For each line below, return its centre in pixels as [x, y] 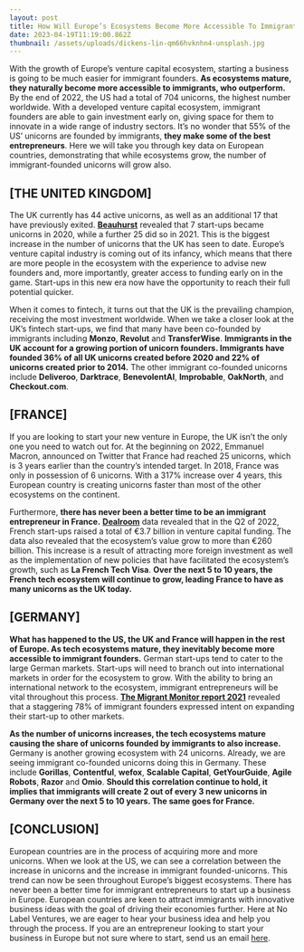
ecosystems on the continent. [65, 494]
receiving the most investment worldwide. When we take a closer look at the [152, 319]
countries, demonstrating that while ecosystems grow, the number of [138, 156]
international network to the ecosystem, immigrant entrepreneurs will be [144, 687]
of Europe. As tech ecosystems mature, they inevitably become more [142, 649]
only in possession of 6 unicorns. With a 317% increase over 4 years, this [146, 475]
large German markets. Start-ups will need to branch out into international [147, 668]
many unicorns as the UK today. [71, 588]
